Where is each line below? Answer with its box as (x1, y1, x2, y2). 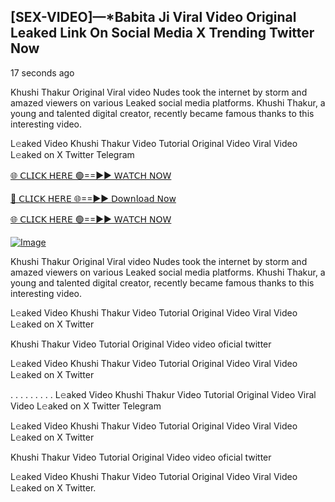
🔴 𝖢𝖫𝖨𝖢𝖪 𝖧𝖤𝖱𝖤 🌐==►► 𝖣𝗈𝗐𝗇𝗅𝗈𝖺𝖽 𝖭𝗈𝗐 (10, 192, 177, 204)
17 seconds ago (10, 66, 75, 79)
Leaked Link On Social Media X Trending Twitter (10, 25, 315, 42)
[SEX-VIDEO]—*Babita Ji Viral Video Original (10, 9, 297, 26)
